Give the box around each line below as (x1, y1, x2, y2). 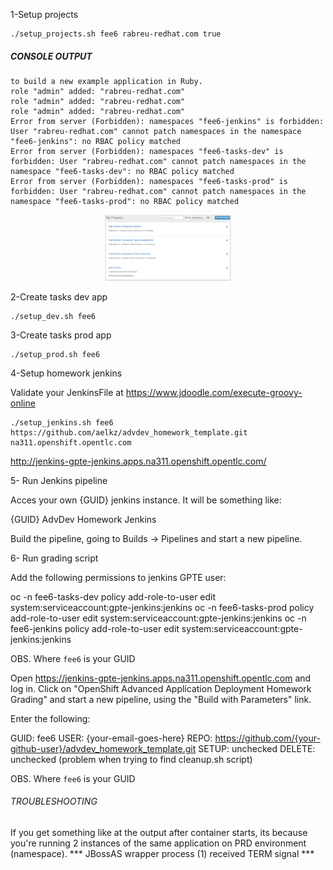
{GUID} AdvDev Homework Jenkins (10, 513, 157, 525)
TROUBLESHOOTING (10, 795, 98, 808)
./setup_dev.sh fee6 (10, 311, 97, 321)
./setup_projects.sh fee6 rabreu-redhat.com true (10, 29, 222, 39)
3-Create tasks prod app (10, 329, 112, 341)
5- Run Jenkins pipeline (10, 474, 108, 486)
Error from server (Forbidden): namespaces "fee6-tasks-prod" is (10, 176, 288, 186)
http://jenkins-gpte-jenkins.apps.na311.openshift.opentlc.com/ (10, 455, 267, 467)
